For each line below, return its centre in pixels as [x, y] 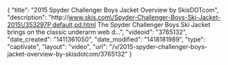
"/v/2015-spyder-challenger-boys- [158, 47]
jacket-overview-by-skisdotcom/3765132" [68, 54]
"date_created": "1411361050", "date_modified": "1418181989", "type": [106, 39]
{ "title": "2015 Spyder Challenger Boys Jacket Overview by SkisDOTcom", [113, 10]
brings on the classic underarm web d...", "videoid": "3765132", [97, 32]
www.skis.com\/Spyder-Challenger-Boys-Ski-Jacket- [144, 17]
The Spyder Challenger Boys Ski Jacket [154, 25]
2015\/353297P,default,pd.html [52, 25]
